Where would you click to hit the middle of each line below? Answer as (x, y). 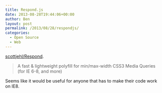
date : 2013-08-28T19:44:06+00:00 (40, 14)
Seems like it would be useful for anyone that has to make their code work (81, 81)
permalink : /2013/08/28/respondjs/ (42, 28)
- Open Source (24, 38)
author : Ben (17, 19)
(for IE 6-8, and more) (40, 71)
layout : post (19, 24)
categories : (17, 33)
